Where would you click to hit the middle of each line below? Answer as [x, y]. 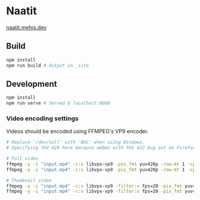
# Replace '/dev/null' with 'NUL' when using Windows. [76, 142]
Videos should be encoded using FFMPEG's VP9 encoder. [77, 132]
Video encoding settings [43, 118]
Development [32, 84]
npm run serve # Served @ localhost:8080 [58, 103]
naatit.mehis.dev [26, 27]
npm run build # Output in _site [48, 65]
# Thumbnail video [29, 180]
